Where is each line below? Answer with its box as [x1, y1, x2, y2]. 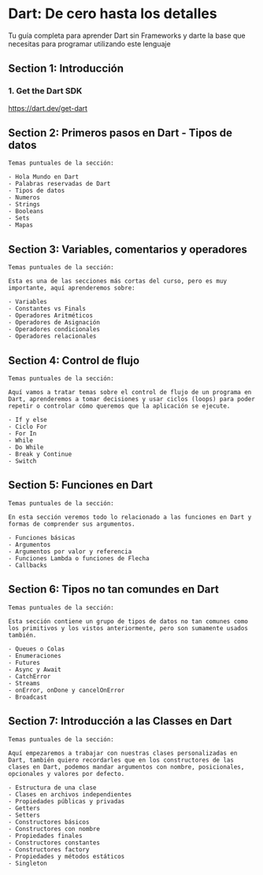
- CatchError [8, 672, 51, 681]
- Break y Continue [8, 450, 72, 459]
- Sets [8, 214, 30, 223]
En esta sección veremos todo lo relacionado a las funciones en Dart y [8, 513, 252, 521]
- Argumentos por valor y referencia [8, 548, 132, 556]
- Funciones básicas [8, 533, 76, 541]
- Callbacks [8, 561, 47, 569]
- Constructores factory [8, 845, 90, 854]
